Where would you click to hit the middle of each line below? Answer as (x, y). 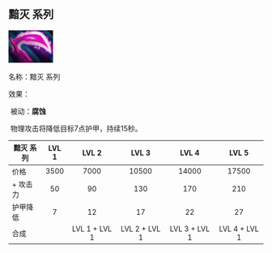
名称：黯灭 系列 (34, 76)
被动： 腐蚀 (28, 111)
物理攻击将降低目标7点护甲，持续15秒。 (76, 128)
